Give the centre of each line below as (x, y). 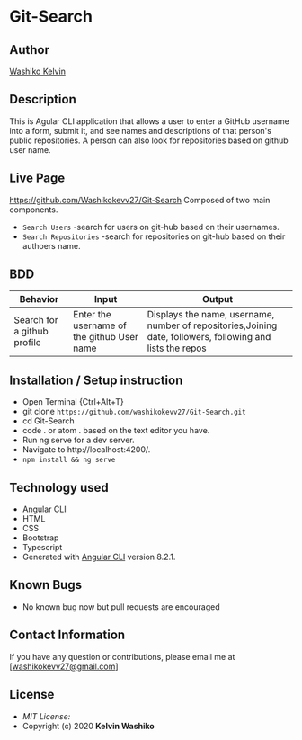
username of (100, 325)
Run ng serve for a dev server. (78, 440)
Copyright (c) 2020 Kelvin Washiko (88, 726)
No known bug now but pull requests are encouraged (121, 606)
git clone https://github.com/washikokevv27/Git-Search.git (134, 412)
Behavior (39, 299)
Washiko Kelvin (37, 71)
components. (34, 210)
